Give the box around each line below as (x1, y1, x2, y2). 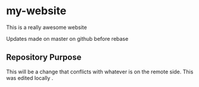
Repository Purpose (6, 52, 82, 63)
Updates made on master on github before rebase (6, 35, 129, 42)
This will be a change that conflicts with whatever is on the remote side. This (6, 68, 194, 75)
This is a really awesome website (6, 24, 87, 31)
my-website (6, 4, 67, 18)
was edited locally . (6, 74, 53, 81)
